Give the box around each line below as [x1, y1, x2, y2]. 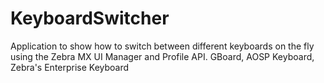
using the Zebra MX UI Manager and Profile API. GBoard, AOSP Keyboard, [10, 50, 315, 62]
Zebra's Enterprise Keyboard [10, 61, 130, 73]
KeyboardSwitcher [10, 7, 170, 30]
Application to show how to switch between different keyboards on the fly [10, 40, 315, 52]
